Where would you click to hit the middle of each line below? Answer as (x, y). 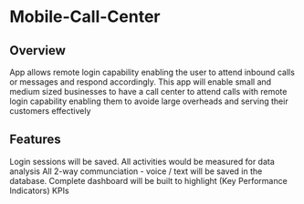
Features (35, 140)
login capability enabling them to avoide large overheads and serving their (149, 101)
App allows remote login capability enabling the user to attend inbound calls (152, 72)
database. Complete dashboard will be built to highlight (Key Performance (148, 180)
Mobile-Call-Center (85, 17)
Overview (38, 51)
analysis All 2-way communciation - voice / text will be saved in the (136, 171)
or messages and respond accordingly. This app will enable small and (141, 82)
